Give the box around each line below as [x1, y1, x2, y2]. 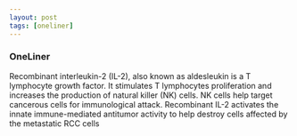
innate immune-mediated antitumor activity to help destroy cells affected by [9, 108, 288, 119]
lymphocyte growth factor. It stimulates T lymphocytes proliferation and [9, 80, 272, 91]
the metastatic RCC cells [9, 117, 100, 129]
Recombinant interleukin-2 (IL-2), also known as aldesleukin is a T [9, 70, 252, 81]
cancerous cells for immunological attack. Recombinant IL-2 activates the [9, 99, 279, 109]
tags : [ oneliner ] [9, 21, 74, 30]
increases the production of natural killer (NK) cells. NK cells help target [9, 90, 274, 100]
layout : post [9, 12, 58, 22]
